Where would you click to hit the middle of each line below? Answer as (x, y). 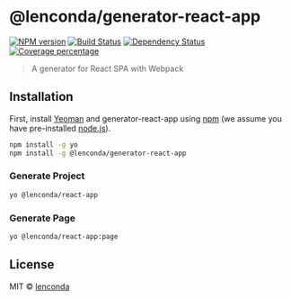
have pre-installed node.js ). (60, 128)
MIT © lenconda (40, 286)
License (32, 264)
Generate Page (43, 218)
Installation (41, 97)
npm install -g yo (44, 145)
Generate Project (47, 176)
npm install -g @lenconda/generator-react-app (98, 153)
